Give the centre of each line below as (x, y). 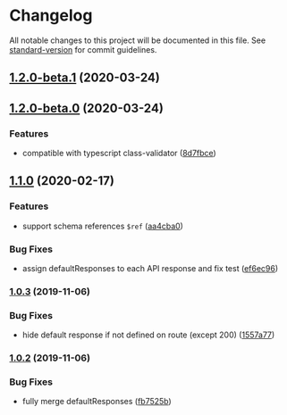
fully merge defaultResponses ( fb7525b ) (97, 402)
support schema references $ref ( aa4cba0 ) (102, 226)
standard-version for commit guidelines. (83, 49)
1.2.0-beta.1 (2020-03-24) (85, 78)
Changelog (51, 16)
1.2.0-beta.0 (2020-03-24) (86, 108)
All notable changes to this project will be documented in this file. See (138, 40)
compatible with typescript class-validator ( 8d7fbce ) (119, 154)
